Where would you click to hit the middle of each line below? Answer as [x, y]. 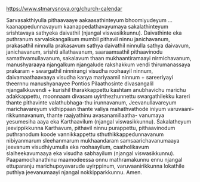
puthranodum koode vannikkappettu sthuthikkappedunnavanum [85, 134]
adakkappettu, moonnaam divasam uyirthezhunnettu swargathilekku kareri [98, 96]
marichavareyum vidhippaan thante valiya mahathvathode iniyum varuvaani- [100, 109]
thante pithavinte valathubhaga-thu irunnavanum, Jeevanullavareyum [92, 103]
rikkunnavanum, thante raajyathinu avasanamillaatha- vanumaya [85, 115]
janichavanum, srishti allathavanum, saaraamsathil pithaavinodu [84, 52]
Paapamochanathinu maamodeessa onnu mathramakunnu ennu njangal [94, 160]
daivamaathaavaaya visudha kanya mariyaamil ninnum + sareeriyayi [90, 77]
